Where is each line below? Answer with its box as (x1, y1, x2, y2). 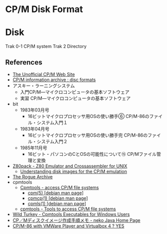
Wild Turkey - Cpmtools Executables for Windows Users (12, 211, 130, 217)
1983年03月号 (20, 107, 50, 113)
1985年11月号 (20, 145, 48, 151)
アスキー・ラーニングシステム (12, 82, 75, 89)
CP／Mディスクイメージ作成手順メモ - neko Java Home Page (12, 217, 141, 223)
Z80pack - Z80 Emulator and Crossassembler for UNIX (12, 163, 128, 169)
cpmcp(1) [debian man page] (27, 195, 88, 201)
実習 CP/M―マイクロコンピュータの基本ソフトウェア (20, 95, 131, 101)
